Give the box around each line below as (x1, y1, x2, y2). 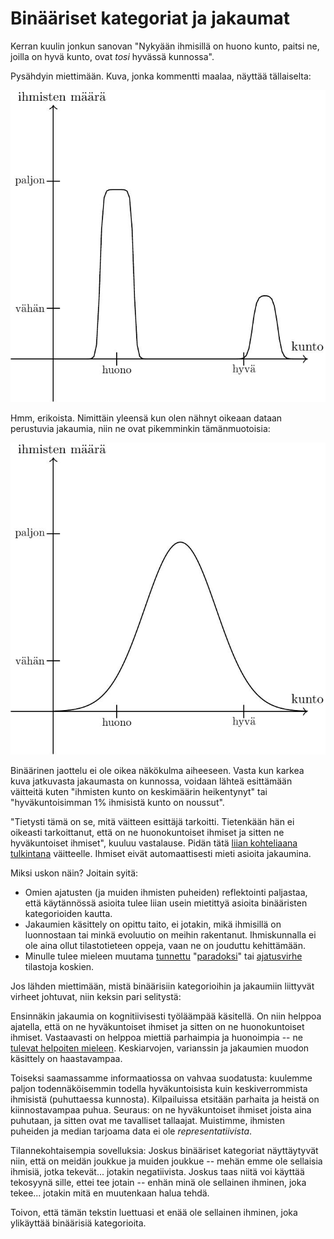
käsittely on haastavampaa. (10, 1052, 123, 1064)
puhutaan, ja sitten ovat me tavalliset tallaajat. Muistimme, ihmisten (10, 1114, 285, 1126)
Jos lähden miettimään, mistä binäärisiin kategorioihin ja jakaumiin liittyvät (10, 980, 315, 992)
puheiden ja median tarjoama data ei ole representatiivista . (10, 1125, 253, 1137)
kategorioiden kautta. (24, 907, 113, 919)
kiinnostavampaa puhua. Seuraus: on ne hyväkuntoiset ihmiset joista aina (10, 1103, 312, 1116)
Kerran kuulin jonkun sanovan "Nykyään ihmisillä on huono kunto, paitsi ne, (10, 40, 320, 52)
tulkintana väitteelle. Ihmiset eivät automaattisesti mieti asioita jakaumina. (10, 847, 312, 859)
